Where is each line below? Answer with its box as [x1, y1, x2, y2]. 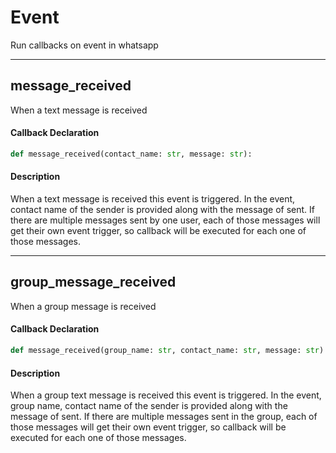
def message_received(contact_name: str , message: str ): [10, 149, 253, 159]
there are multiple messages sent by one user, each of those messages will [10, 214, 321, 226]
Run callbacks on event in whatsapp [10, 39, 159, 51]
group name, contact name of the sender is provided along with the [10, 400, 288, 412]
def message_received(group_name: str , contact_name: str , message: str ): [10, 346, 329, 356]
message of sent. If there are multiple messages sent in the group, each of [10, 411, 318, 423]
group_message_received [10, 274, 177, 291]
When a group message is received [10, 300, 157, 312]
